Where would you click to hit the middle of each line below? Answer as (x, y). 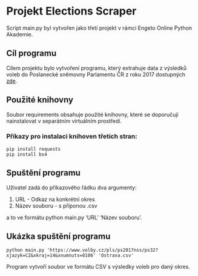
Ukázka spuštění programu (58, 236)
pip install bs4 (27, 154)
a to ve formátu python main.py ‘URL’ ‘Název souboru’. (74, 217)
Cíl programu (31, 54)
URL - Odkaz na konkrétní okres (55, 199)
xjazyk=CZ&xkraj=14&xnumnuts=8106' (51, 255)
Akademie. (20, 34)
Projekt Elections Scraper (71, 11)
